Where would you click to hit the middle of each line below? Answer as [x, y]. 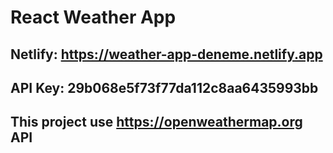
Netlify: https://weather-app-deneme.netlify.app [166, 54]
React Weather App [93, 17]
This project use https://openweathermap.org [156, 122]
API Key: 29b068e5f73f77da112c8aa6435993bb [164, 87]
